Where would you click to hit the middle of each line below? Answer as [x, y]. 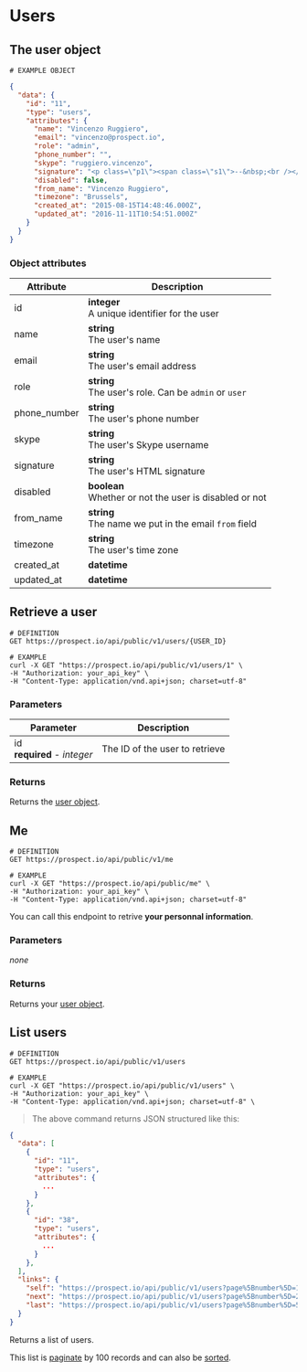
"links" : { [38, 1280]
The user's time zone [133, 549]
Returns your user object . [57, 1004]
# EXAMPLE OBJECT [42, 70]
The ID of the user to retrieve [164, 749]
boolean [106, 485]
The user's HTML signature [147, 471]
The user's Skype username [148, 444]
